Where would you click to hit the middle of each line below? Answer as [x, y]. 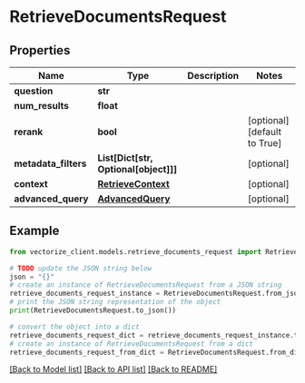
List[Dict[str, [125, 158]
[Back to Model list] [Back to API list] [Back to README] [113, 369]
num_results [42, 106]
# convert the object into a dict [75, 327]
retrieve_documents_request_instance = [85, 294]
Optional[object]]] [138, 169]
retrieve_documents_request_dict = [77, 335]
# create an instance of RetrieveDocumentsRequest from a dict [132, 344]
